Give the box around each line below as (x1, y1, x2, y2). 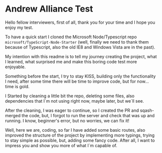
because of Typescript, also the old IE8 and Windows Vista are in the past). (5, 44, 155, 50)
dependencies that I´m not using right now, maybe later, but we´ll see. (5, 98, 144, 104)
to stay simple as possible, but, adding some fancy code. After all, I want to (5, 137, 155, 143)
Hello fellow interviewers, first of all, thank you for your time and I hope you (5, 19, 155, 25)
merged (5, 112, 21, 118)
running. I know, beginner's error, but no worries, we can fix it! (5, 118, 130, 123)
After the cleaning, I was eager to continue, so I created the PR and (5, 107, 139, 113)
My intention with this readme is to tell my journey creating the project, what (5, 53, 157, 59)
